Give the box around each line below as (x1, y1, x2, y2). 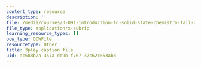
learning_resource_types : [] (6, 31, 79, 37)
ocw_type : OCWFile (6, 36, 52, 42)
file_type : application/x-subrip (6, 25, 90, 31)
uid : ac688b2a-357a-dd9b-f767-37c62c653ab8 (6, 53, 117, 59)
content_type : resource (6, 8, 66, 15)
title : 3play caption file (6, 47, 74, 53)
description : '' (6, 14, 47, 20)
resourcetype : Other (6, 42, 58, 48)
